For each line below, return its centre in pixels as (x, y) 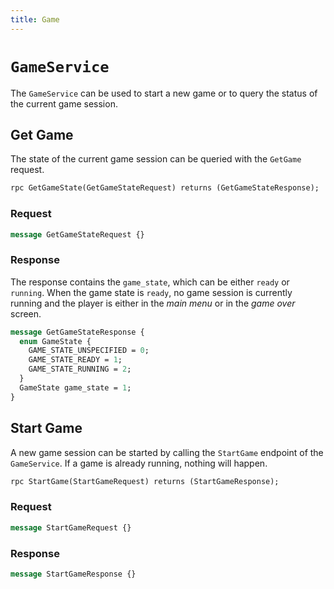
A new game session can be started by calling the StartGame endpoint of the (167, 452)
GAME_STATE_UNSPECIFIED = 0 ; (89, 351)
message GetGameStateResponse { (77, 332)
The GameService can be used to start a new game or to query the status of (164, 93)
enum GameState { (55, 341)
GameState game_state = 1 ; (75, 387)
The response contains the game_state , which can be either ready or (150, 282)
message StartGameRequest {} (71, 527)
